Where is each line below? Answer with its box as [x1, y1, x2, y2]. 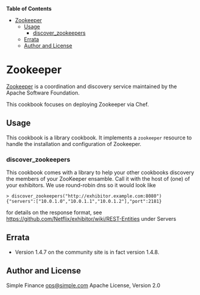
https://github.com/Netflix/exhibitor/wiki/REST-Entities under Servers [6, 215, 177, 223]
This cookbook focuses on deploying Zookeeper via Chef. [6, 101, 149, 108]
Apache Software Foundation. [6, 89, 80, 96]
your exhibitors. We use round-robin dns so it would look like [6, 182, 156, 189]
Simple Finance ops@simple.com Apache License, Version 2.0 [6, 281, 160, 289]
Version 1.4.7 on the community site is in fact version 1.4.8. [14, 248, 160, 256]
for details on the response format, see [6, 209, 102, 216]
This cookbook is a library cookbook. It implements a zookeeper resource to [6, 134, 192, 141]
